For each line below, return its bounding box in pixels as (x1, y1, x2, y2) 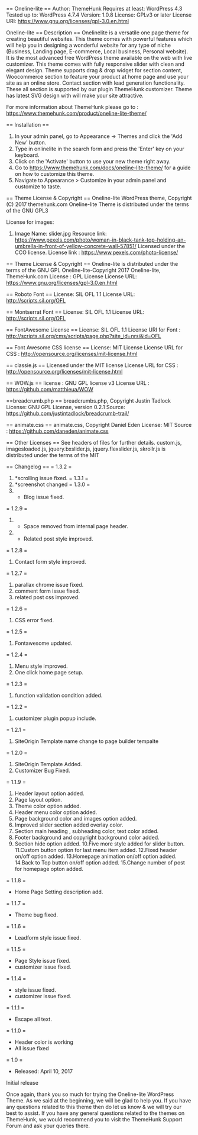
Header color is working (14, 1038, 74, 1046)
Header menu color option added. (14, 809, 98, 816)
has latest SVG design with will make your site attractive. (6, 92, 144, 99)
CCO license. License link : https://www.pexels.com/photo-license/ (14, 249, 178, 256)
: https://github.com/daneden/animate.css (6, 427, 109, 435)
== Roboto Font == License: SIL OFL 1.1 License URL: (6, 291, 135, 298)
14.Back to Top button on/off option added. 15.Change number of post (14, 859, 185, 866)
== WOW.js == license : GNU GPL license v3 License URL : (6, 380, 150, 387)
